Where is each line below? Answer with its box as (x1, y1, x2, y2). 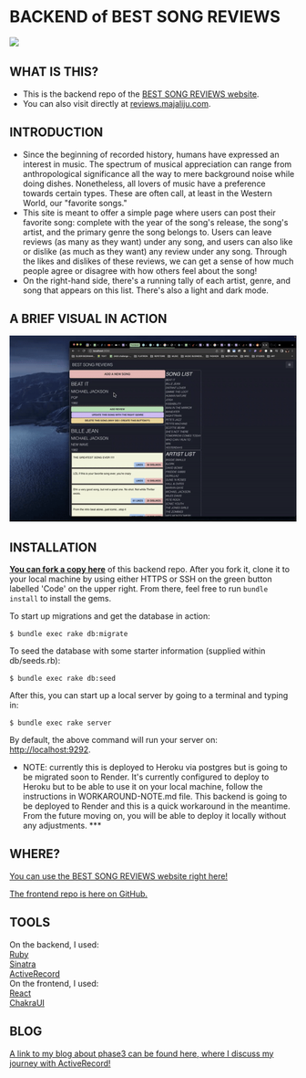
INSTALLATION (9, 539, 97, 555)
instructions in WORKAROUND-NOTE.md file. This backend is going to (22, 791, 288, 802)
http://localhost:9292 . (9, 744, 91, 755)
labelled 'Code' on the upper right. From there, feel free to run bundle (9, 583, 269, 594)
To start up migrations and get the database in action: (9, 611, 211, 622)
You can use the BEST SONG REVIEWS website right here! (9, 870, 229, 882)
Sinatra (9, 958, 36, 969)
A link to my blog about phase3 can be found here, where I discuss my (9, 1048, 274, 1059)
